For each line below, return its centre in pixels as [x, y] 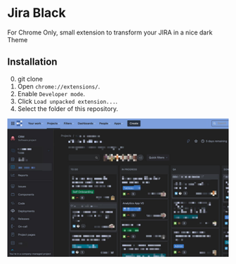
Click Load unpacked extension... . [67, 101]
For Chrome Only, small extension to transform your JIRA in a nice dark [110, 32]
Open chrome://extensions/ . [59, 86]
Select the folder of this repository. [68, 108]
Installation [32, 62]
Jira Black [37, 13]
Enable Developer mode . [51, 93]
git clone [30, 79]
